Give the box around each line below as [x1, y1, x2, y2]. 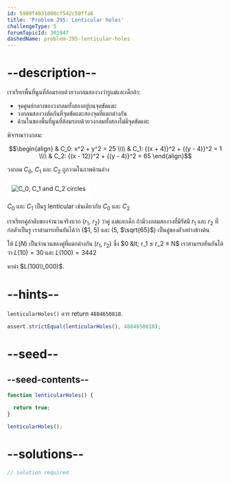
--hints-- [7, 287, 60, 302]
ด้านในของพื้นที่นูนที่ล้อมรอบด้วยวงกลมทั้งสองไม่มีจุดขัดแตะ [16, 117, 150, 126]
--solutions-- [7, 446, 84, 462]
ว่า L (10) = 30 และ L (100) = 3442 [7, 249, 97, 257]
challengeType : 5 [7, 23, 57, 30]
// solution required [7, 469, 69, 476]
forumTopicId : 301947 [7, 29, 69, 36]
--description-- [7, 65, 97, 81]
